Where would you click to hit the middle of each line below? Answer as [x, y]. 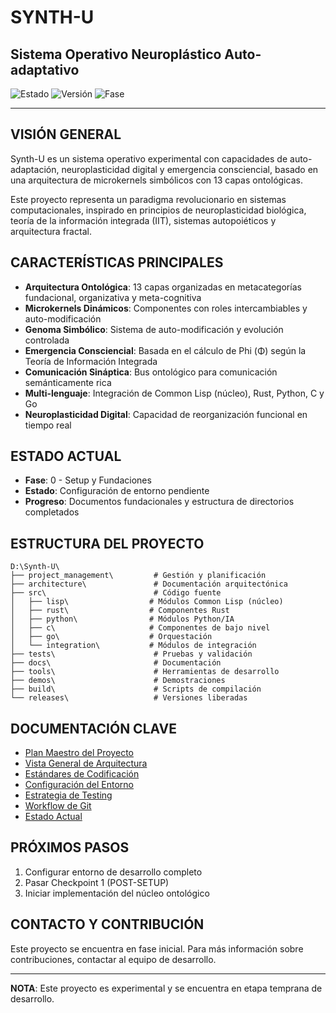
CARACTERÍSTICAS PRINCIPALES [117, 262]
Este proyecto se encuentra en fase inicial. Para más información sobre [157, 948]
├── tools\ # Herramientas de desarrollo [145, 672]
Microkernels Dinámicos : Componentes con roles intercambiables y [166, 308]
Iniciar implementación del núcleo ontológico [117, 893]
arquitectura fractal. [51, 231]
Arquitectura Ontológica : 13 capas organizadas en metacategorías [163, 287]
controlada [47, 340]
